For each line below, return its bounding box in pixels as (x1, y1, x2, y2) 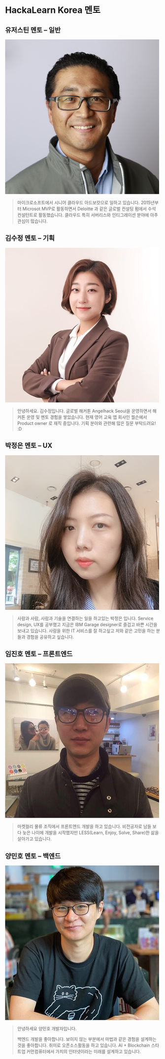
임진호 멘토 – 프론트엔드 (5, 650, 73, 658)
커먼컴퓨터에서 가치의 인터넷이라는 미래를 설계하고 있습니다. (26, 1049, 141, 1055)
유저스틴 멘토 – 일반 (5, 26, 61, 34)
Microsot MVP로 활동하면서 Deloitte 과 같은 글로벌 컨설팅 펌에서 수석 (22, 206, 156, 212)
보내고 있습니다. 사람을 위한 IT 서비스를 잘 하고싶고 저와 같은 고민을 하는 (17, 628, 155, 634)
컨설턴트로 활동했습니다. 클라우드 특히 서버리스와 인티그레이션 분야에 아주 (17, 212, 159, 218)
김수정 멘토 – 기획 (5, 234, 55, 242)
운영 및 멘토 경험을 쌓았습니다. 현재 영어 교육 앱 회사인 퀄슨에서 (26, 414, 147, 420)
